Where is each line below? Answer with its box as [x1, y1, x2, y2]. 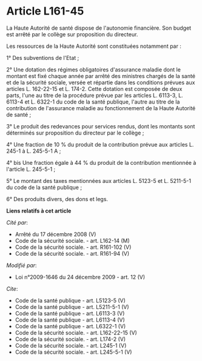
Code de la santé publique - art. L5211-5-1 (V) [15, 303, 129, 310]
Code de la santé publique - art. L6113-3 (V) [15, 310, 125, 317]
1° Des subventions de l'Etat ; [6, 54, 79, 61]
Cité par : [6, 219, 29, 226]
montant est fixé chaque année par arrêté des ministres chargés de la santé [6, 72, 196, 79]
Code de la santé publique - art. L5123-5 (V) [15, 297, 126, 304]
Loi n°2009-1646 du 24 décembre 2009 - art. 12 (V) [15, 273, 146, 280]
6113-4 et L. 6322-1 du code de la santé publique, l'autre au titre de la [6, 98, 180, 105]
